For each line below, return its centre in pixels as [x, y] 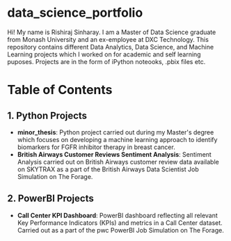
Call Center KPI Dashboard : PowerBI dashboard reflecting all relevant [117, 215]
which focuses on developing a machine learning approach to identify [117, 139]
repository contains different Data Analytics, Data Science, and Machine [111, 47]
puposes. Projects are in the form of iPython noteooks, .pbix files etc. [106, 61]
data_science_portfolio [75, 13]
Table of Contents [60, 90]
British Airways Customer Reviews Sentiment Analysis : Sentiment [114, 154]
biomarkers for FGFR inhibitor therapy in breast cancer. [96, 147]
